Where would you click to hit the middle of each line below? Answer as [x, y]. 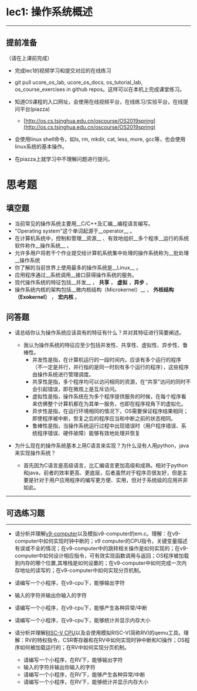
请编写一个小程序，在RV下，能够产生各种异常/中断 [84, 675]
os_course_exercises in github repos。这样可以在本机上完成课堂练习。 [100, 89]
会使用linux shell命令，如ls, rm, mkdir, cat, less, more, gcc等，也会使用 [100, 139]
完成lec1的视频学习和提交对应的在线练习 [63, 70]
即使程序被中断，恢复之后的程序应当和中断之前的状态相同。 [104, 418]
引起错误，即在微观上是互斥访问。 [79, 389]
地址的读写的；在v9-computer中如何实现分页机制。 [82, 571]
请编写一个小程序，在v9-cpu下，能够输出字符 [69, 583]
